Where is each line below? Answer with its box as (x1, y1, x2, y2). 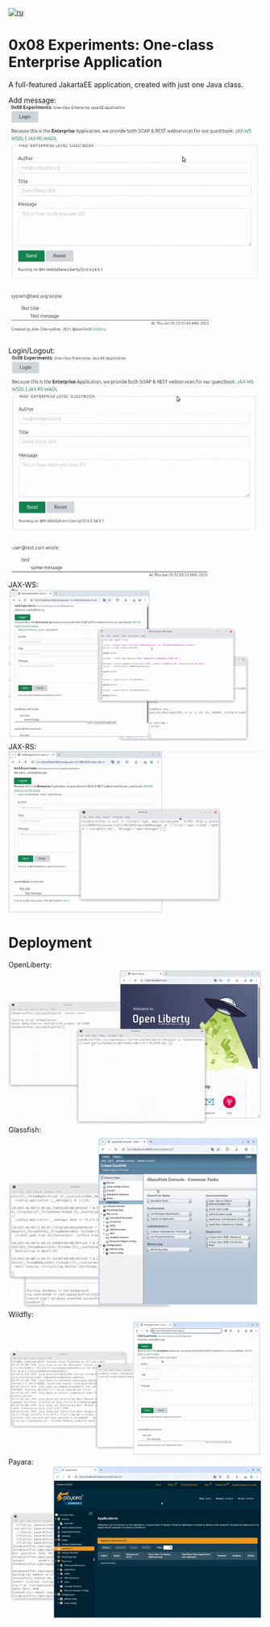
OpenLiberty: (8, 960, 52, 970)
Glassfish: (8, 1125, 42, 1134)
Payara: (8, 1457, 34, 1467)
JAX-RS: (8, 741, 36, 751)
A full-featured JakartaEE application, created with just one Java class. (8, 79, 243, 89)
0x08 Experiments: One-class (8, 36, 214, 54)
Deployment (8, 933, 93, 952)
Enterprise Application (8, 53, 163, 72)
